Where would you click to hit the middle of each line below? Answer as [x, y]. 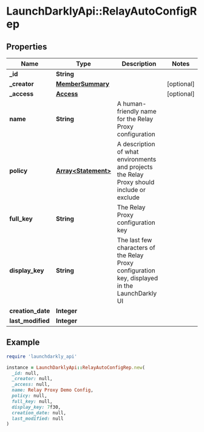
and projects [135, 167]
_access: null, [31, 384]
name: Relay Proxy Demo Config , [53, 390]
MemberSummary [83, 84]
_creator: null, [32, 379]
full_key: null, [32, 401]
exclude [128, 197]
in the [125, 286]
